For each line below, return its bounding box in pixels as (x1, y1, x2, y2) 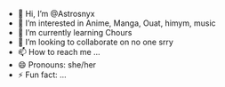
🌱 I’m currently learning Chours (17, 28, 133, 37)
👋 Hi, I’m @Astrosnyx (17, 9, 95, 19)
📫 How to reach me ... (17, 47, 100, 57)
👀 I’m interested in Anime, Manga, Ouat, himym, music (17, 18, 216, 28)
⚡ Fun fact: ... (17, 69, 67, 80)
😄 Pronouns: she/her (17, 59, 96, 70)
